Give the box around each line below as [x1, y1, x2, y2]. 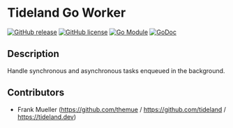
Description [7, 48, 59, 60]
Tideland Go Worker [7, 5, 126, 21]
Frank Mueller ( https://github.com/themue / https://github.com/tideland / [17, 105, 227, 113]
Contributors [7, 87, 65, 99]
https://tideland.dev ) [17, 113, 77, 121]
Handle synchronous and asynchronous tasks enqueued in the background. [7, 66, 225, 74]
